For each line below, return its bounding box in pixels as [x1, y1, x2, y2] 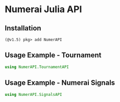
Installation [5, 24, 41, 32]
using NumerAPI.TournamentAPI [5, 64, 69, 70]
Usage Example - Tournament [5, 51, 102, 59]
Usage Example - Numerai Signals [5, 79, 115, 87]
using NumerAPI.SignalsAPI [5, 92, 62, 97]
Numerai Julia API [5, 4, 82, 15]
